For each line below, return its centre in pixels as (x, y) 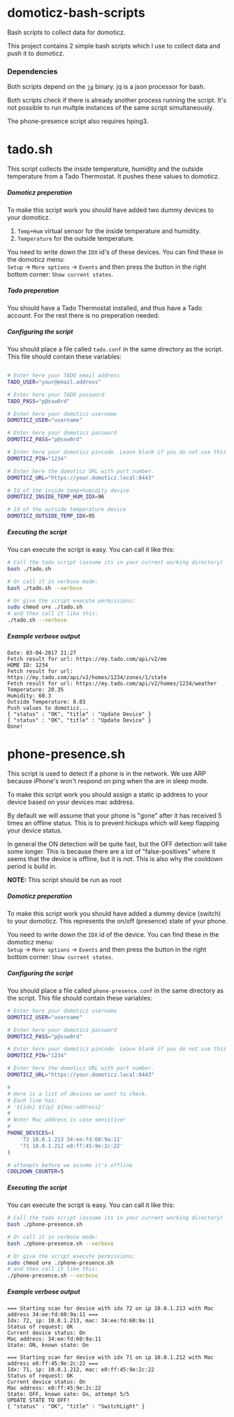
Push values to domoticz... (48, 708)
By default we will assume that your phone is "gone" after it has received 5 (115, 815)
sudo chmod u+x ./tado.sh (45, 607)
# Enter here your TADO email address (64, 376)
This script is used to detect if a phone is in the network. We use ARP (107, 773)
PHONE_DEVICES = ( (31, 1133)
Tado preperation (33, 290)
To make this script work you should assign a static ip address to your (108, 794)
